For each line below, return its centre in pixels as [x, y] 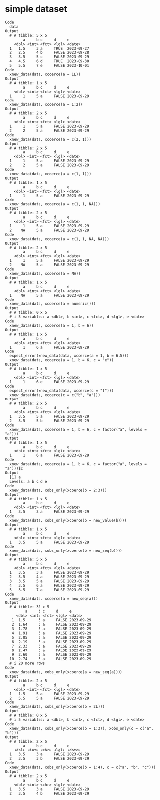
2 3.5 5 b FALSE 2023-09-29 [50, 421]
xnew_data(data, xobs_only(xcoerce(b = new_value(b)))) [68, 520]
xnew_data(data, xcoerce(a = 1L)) [45, 74]
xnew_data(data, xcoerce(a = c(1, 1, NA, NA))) [60, 239]
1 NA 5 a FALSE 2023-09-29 [50, 295]
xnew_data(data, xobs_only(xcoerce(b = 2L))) [57, 706]
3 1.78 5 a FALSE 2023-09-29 [52, 629]
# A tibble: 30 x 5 [30, 607]
